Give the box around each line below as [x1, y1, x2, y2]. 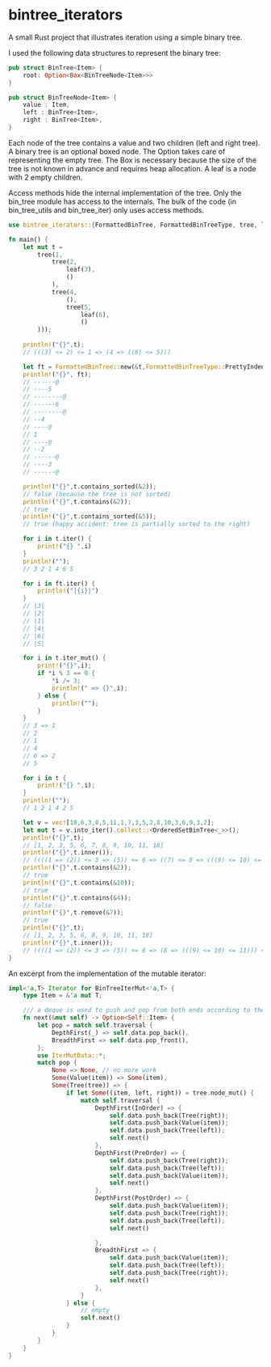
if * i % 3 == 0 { [37, 669, 95, 677]
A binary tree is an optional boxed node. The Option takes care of [8, 146, 226, 156]
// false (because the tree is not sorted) [23, 490, 172, 498]
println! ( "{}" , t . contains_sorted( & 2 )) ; [23, 483, 157, 491]
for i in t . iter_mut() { [23, 654, 106, 662]
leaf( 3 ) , [65, 265, 95, 274]
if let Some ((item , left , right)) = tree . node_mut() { [65, 1089, 254, 1097]
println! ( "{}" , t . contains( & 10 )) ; [23, 879, 135, 887]
